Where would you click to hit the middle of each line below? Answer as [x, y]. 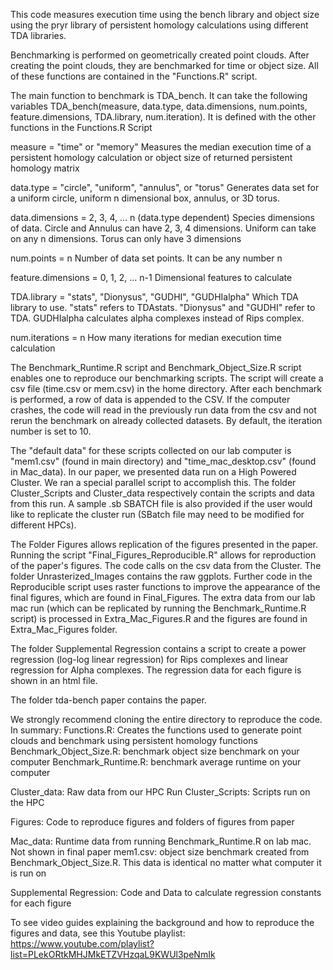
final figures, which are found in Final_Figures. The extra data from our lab [163, 597]
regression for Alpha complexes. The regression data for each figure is [156, 670]
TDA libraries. [38, 35]
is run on [28, 873]
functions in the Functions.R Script [81, 127]
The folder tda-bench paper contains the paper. [108, 700]
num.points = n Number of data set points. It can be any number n [146, 258]
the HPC [27, 802]
